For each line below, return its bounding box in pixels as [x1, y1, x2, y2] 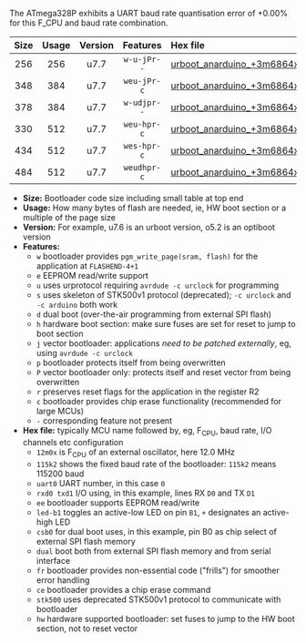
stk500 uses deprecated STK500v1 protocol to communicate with [36, 594, 281, 605]
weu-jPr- [123, 77, 161, 86]
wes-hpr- [123, 141, 161, 151]
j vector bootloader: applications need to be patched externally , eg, [36, 338, 291, 349]
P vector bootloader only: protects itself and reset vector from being [36, 367, 291, 377]
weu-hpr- [123, 119, 161, 129]
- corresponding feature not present [36, 415, 173, 426]
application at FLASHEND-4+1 [36, 260, 139, 271]
